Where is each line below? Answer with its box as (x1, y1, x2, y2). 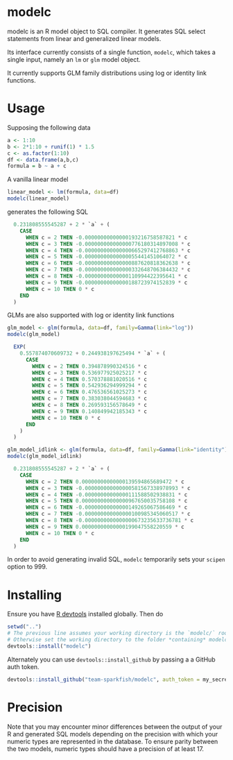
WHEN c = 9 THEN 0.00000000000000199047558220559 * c (25, 523, 185, 530)
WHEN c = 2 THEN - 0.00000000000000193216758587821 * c (25, 234, 188, 241)
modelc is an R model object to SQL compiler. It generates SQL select (7, 27, 206, 35)
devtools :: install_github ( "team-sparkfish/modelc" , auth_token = (7, 676, 200, 683)
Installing (7, 587, 62, 602)
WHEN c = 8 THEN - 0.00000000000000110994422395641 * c (25, 273, 188, 280)
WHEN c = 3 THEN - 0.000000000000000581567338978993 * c (25, 484, 191, 491)
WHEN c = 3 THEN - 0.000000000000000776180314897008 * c (25, 240, 191, 247)
